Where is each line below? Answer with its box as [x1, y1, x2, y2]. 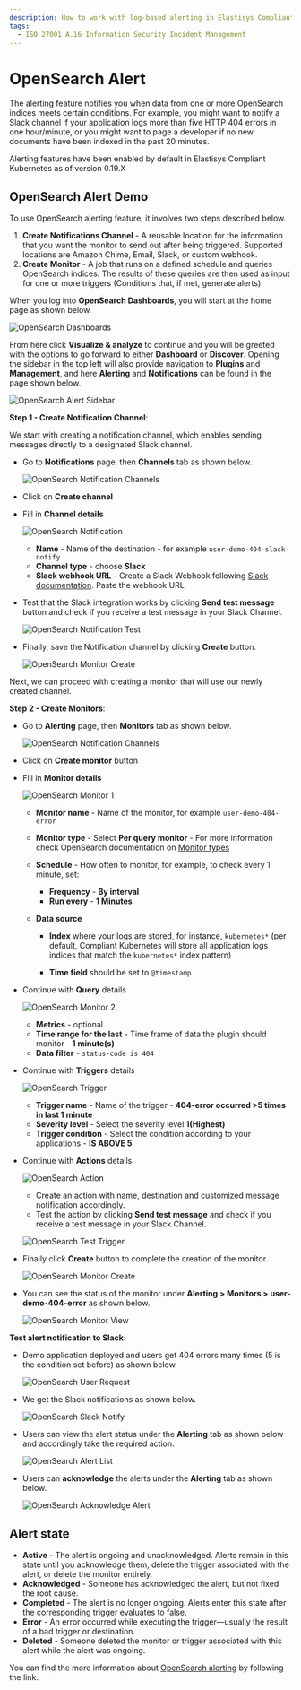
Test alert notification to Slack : [9, 1332, 126, 1343]
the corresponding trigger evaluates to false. [21, 1607, 187, 1617]
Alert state [9, 1526, 70, 1541]
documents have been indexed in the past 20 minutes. [9, 136, 211, 147]
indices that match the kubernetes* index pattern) [48, 949, 232, 960]
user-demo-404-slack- [209, 545, 289, 554]
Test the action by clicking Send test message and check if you [35, 1209, 271, 1220]
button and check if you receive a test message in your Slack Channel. [21, 607, 283, 618]
